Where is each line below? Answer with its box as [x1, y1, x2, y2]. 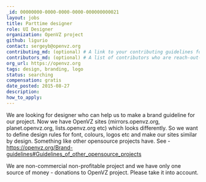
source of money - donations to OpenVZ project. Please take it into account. [6, 169, 199, 176]
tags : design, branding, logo [6, 66, 84, 72]
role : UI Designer [6, 26, 53, 32]
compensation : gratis [6, 77, 62, 83]
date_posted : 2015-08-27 [6, 83, 70, 89]
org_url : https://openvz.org [6, 60, 81, 66]
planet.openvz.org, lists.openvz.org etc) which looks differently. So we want [6, 124, 198, 132]
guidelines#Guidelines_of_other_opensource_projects [6, 150, 142, 157]
